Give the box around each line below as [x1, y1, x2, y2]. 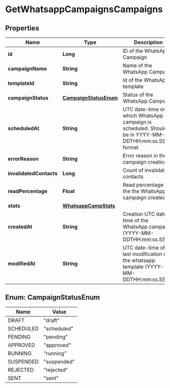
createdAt [8, 223, 33, 230]
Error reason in [122, 152, 158, 159]
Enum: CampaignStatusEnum [5, 293, 100, 302]
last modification [122, 250, 162, 257]
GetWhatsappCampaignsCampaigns [5, 4, 163, 15]
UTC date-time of [122, 244, 165, 251]
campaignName [8, 65, 47, 72]
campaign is [122, 118, 152, 125]
